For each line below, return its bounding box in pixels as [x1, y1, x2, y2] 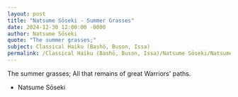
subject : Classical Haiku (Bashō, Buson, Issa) [7, 43, 151, 50]
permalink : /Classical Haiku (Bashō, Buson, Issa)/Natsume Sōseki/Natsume [7, 50, 233, 57]
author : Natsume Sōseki [7, 30, 78, 38]
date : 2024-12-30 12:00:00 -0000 [7, 23, 106, 30]
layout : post [7, 10, 46, 18]
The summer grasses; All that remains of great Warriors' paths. [7, 69, 191, 78]
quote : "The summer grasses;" [7, 37, 97, 44]
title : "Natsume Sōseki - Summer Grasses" [7, 17, 135, 24]
